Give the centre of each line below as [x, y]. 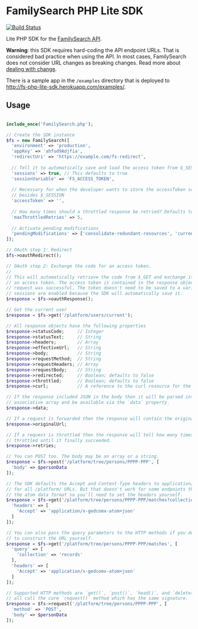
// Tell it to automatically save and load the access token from [95, 168]
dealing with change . [32, 69]
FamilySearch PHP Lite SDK [75, 11]
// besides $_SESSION [38, 195]
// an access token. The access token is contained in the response [92, 283]
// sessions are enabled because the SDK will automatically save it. [95, 294]
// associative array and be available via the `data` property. [88, 403]
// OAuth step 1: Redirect [39, 250]
